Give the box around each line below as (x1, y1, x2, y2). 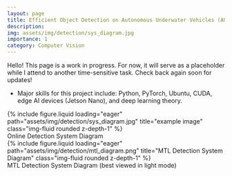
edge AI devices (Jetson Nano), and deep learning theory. (17, 97, 183, 104)
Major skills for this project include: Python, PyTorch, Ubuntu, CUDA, (17, 89, 213, 97)
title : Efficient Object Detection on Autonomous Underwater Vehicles (7, 17, 215, 23)
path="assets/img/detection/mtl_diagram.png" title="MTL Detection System (7, 146, 223, 155)
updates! (7, 76, 32, 84)
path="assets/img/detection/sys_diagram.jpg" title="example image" (7, 117, 204, 125)
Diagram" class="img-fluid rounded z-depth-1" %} (7, 154, 151, 162)
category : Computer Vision (7, 42, 85, 49)
